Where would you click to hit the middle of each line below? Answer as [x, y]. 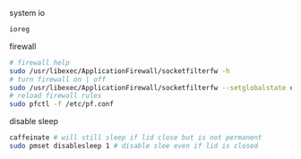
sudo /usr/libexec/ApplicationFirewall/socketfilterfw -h [120, 71]
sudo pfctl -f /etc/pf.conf [62, 105]
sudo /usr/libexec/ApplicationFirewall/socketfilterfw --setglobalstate [148, 88]
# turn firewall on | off [57, 79]
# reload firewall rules [56, 96]
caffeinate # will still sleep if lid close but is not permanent [136, 138]
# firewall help [39, 63]
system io [27, 13]
